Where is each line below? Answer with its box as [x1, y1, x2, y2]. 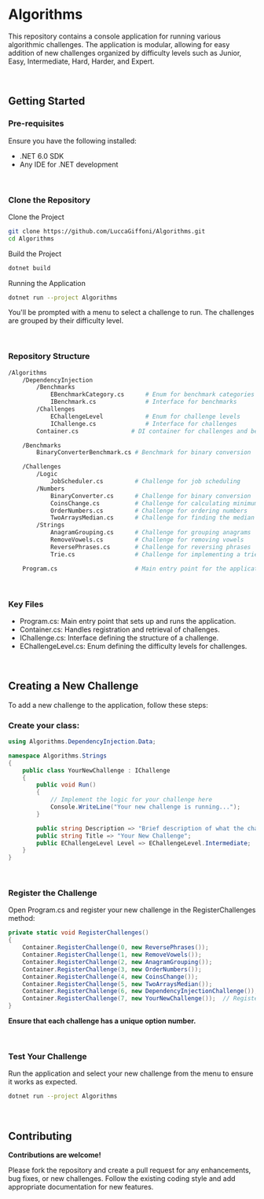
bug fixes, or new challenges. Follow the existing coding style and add [8, 1174, 236, 1183]
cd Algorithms [8, 234, 55, 243]
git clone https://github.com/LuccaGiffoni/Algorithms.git [8, 227, 206, 235]
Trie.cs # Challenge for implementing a [49, 550, 241, 559]
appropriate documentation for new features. [8, 1182, 154, 1192]
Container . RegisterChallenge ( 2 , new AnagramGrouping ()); [22, 958, 213, 966]
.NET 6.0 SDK [19, 151, 64, 160]
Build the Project [8, 249, 62, 258]
